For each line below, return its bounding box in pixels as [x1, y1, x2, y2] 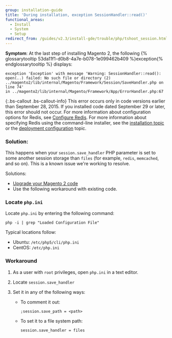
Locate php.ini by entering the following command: [5, 210, 115, 216]
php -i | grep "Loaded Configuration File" [5, 220, 100, 226]
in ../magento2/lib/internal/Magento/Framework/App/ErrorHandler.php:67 [5, 89, 164, 94]
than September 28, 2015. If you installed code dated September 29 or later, [5, 103, 165, 109]
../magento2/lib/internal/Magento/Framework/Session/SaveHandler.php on [5, 80, 164, 85]
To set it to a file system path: [20, 317, 83, 324]
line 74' [5, 84, 24, 90]
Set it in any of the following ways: [12, 289, 85, 295]
